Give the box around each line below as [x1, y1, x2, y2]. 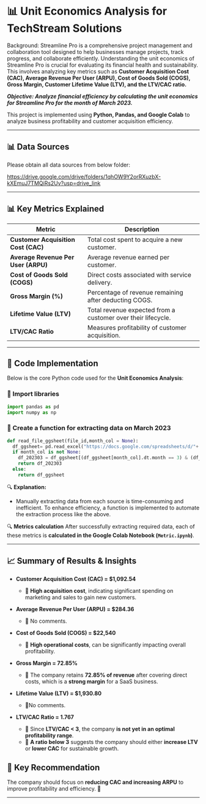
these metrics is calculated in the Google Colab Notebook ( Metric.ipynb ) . [7, 532, 194, 539]
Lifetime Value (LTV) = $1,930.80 [15, 689, 102, 697]
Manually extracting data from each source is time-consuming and [15, 497, 184, 505]
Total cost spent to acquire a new [87, 235, 183, 244]
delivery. [87, 278, 112, 287]
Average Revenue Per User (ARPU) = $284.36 [15, 605, 134, 612]
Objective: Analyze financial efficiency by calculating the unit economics [7, 92, 198, 100]
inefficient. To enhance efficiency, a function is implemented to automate [15, 504, 200, 511]
